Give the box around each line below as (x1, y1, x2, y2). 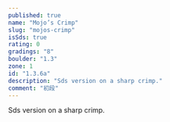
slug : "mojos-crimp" (8, 26, 76, 34)
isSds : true (8, 33, 47, 41)
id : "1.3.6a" (8, 70, 51, 77)
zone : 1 (8, 63, 34, 70)
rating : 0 (8, 41, 41, 48)
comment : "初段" (8, 84, 59, 92)
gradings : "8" (8, 48, 55, 56)
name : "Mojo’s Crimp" (8, 19, 79, 27)
